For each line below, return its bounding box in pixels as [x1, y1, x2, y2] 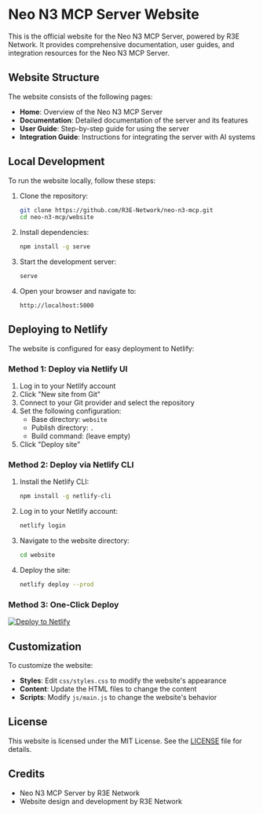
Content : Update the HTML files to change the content [19, 684, 197, 694]
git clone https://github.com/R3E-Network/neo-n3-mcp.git [19, 206, 214, 214]
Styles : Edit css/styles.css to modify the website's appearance [19, 676, 227, 685]
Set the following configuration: [19, 406, 122, 416]
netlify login [19, 522, 66, 530]
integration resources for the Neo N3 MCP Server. [8, 48, 170, 57]
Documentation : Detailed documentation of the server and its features [19, 115, 249, 125]
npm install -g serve [19, 243, 90, 251]
